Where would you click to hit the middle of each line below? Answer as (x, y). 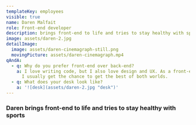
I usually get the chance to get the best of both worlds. (94, 77)
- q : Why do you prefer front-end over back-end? (73, 66)
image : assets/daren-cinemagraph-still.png (65, 50)
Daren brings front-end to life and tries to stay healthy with (91, 107)
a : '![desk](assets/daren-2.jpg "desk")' (67, 88)
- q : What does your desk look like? (57, 82)
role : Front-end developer (39, 28)
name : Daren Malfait (31, 22)
